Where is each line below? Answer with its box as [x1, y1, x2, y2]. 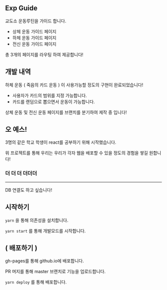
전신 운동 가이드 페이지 [12, 41, 57, 47]
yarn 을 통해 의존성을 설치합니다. [5, 217, 69, 223]
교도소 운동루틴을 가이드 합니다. [5, 17, 67, 24]
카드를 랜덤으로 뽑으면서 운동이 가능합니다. [12, 98, 95, 104]
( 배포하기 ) [5, 244, 38, 252]
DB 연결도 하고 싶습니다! [5, 187, 53, 193]
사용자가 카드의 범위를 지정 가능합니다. [12, 92, 87, 98]
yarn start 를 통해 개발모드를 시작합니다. [5, 228, 86, 234]
